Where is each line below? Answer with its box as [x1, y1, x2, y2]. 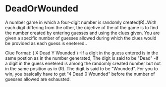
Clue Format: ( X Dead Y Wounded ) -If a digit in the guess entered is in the [5, 50, 159, 56]
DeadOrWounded [5, 3, 78, 14]
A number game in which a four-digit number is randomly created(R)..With [5, 19, 157, 25]
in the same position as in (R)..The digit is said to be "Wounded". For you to [5, 65, 158, 72]
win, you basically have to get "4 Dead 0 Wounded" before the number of [5, 71, 155, 77]
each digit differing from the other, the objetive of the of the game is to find [5, 24, 159, 30]
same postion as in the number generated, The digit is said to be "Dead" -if [5, 55, 159, 61]
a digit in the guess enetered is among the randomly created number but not [5, 60, 161, 66]
